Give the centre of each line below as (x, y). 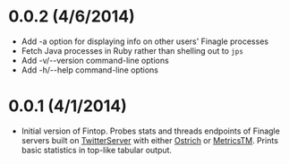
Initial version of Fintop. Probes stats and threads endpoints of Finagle (151, 131)
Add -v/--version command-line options (95, 60)
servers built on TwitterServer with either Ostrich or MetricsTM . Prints (150, 140)
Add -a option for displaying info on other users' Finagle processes (145, 41)
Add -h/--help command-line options (89, 70)
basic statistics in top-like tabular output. (96, 150)
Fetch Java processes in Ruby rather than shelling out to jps (132, 50)
